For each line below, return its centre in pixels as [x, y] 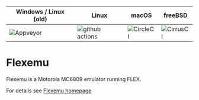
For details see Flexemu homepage [49, 91]
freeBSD [176, 15]
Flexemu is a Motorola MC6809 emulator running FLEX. [74, 79]
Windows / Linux [40, 12]
